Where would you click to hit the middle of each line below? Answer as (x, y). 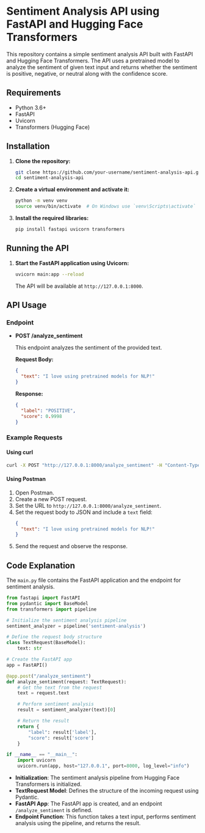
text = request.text (43, 693)
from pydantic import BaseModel (47, 603)
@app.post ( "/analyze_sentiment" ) (49, 676)
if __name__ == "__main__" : (42, 755)
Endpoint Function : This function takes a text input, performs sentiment (106, 816)
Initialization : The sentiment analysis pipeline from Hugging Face (97, 778)
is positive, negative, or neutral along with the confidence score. (87, 73)
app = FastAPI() (27, 665)
